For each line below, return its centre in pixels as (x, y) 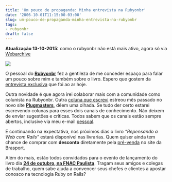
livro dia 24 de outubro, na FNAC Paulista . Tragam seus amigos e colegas (84, 163)
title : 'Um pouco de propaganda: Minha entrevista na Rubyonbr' (76, 10)
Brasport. (15, 148)
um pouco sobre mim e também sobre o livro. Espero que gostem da (78, 79)
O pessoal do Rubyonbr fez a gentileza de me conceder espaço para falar (84, 73)
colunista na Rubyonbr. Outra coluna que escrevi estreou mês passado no (84, 100)
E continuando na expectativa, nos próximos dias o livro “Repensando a (82, 132)
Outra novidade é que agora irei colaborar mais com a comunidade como (83, 94)
